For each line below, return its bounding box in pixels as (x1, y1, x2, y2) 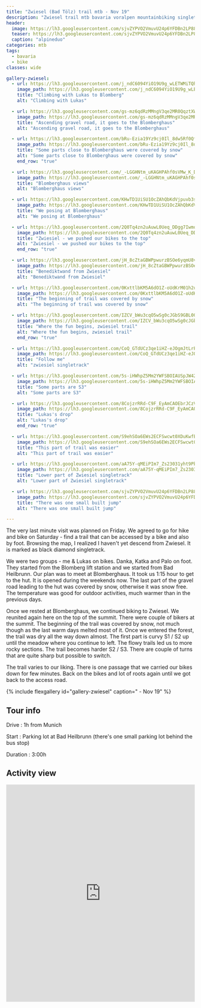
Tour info (6, 705, 41, 716)
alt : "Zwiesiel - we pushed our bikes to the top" (17, 241, 146, 247)
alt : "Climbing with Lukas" (17, 98, 87, 104)
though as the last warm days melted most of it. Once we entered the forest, (6, 627, 194, 634)
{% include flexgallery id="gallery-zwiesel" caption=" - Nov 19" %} (6, 688, 172, 695)
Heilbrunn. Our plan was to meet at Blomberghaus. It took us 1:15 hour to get (6, 571, 194, 578)
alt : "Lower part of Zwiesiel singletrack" (17, 478, 127, 484)
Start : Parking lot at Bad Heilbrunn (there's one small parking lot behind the (6, 733, 193, 740)
